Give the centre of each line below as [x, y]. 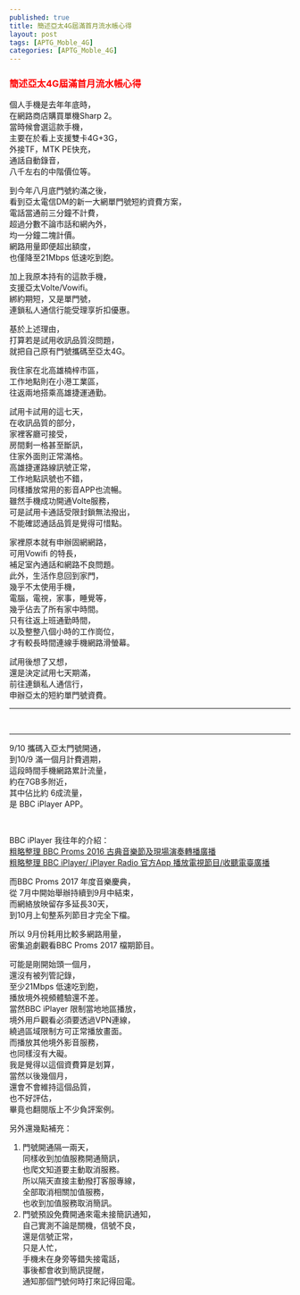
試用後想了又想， [41, 662]
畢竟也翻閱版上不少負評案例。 [64, 1109]
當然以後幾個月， [41, 1076]
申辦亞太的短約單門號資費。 [60, 695]
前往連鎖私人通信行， [48, 684]
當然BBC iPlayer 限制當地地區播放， [75, 1009]
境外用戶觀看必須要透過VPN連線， [72, 1020]
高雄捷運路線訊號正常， [52, 468]
